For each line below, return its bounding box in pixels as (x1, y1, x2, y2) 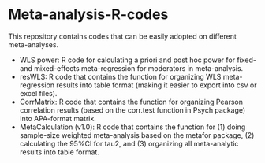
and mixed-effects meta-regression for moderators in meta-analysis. (19, 63, 244, 72)
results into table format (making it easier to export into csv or (56, 80, 257, 90)
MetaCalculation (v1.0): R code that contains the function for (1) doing (19, 122, 246, 132)
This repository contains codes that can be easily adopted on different (8, 31, 237, 41)
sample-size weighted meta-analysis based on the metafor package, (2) (19, 130, 255, 139)
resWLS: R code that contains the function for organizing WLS (19, 72, 222, 81)
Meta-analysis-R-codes (8, 6, 169, 24)
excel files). (19, 88, 58, 98)
